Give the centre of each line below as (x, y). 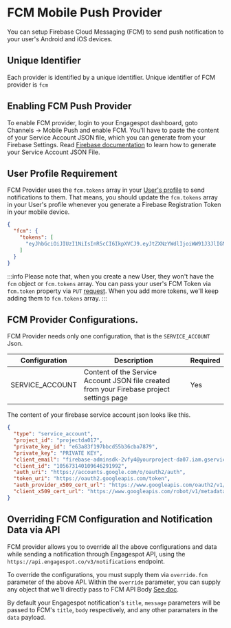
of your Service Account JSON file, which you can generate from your (107, 137)
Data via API (34, 530)
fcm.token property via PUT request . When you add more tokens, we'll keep (113, 291)
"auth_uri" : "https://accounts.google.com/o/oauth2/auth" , (100, 473)
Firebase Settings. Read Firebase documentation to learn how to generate (112, 144)
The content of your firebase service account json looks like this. (99, 415)
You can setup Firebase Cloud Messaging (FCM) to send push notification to (115, 32)
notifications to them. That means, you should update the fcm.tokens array (112, 197)
